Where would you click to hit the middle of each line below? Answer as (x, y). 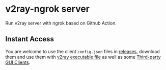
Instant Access (30, 39)
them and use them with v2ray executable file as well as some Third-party (83, 57)
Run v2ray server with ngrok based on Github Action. (61, 23)
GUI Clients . (18, 62)
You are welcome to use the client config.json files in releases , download (83, 51)
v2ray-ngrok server (48, 9)
